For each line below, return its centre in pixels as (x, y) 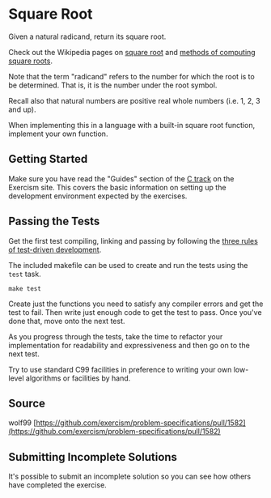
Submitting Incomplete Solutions (93, 457)
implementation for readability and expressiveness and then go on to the (129, 345)
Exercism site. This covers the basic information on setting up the (117, 187)
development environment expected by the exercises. (98, 196)
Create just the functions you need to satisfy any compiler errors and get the (136, 304)
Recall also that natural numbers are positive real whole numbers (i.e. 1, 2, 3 (134, 100)
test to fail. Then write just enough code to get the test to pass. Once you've (135, 312)
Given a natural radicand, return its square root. (87, 36)
